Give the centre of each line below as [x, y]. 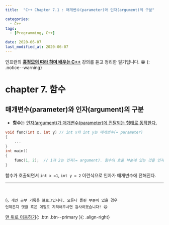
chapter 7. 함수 [35, 90]
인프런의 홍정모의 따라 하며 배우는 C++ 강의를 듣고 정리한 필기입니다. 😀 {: [77, 62]
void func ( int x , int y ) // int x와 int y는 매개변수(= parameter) [74, 132]
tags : [11, 28]
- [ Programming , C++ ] [32, 33]
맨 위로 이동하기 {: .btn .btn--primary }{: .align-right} [58, 217]
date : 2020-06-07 [23, 42]
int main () [17, 151]
